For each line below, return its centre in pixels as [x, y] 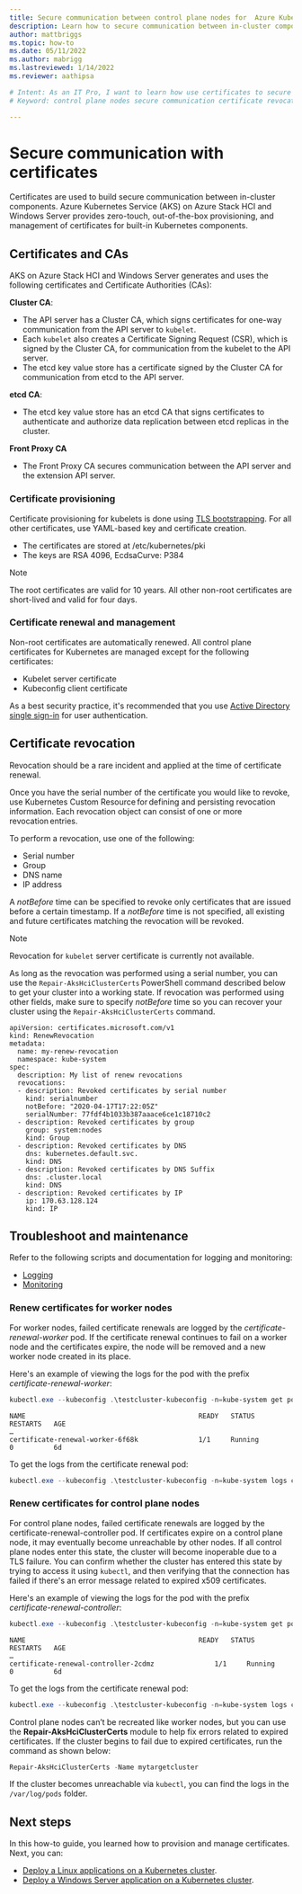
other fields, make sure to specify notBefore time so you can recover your [146, 1001]
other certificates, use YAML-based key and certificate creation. [128, 528]
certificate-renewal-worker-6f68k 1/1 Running [134, 1439]
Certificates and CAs [69, 254]
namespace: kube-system [62, 1059]
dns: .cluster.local [64, 1177]
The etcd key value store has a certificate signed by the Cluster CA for [152, 368]
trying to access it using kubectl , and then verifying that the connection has [150, 1570]
